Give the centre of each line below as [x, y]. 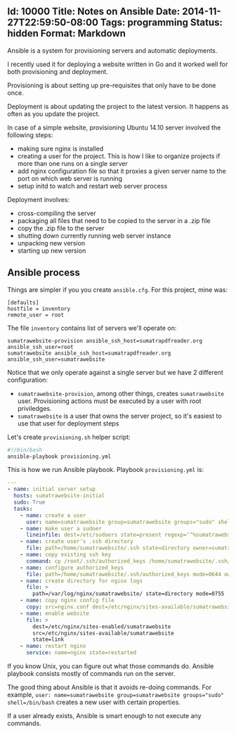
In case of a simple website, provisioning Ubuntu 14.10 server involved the [114, 127]
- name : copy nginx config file [67, 601]
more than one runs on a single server [73, 163]
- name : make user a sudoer [61, 528]
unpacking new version [51, 243]
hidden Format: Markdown [67, 33]
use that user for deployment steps [68, 423]
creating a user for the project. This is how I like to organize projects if [119, 156]
